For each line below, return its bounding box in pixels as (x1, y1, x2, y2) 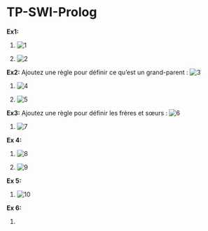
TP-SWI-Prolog (6, 4, 97, 20)
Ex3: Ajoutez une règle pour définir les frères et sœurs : (6, 108, 168, 117)
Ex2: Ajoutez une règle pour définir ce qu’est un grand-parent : (6, 68, 188, 76)
